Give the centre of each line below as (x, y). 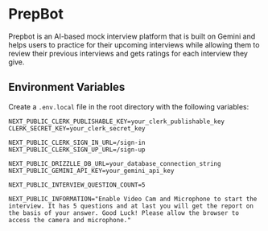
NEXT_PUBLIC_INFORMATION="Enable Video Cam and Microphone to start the (133, 199)
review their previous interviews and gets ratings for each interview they (128, 53)
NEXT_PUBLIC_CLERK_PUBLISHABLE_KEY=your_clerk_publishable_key (117, 122)
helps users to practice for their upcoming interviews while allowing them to (134, 44)
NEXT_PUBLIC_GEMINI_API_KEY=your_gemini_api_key (91, 171)
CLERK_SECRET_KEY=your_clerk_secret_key (77, 128)
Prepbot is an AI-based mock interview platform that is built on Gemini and (132, 36)
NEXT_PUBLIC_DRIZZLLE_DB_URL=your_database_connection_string (115, 163)
